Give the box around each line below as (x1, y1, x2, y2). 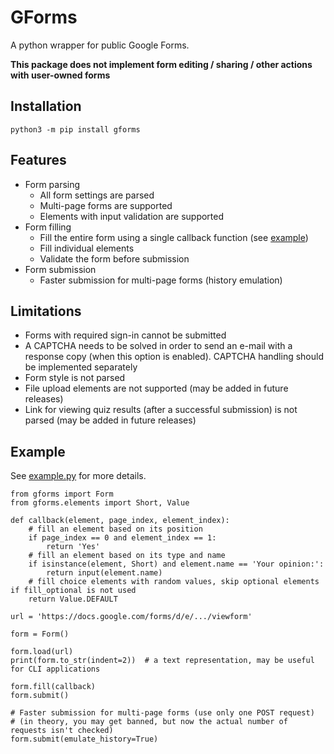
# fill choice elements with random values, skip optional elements (28, 577, 320, 587)
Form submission (24, 263, 97, 275)
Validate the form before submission (39, 252, 190, 265)
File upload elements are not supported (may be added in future (24, 382, 289, 395)
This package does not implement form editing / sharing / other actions (10, 58, 313, 70)
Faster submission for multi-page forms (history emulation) (39, 274, 283, 286)
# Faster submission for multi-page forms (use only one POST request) (10, 708, 315, 718)
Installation (10, 98, 82, 115)
